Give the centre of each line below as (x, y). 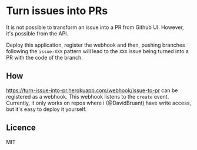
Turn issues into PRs (57, 11)
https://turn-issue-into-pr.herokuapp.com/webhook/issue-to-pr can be (92, 90)
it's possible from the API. (37, 33)
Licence (21, 128)
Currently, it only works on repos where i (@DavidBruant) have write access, (99, 103)
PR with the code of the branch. (45, 57)
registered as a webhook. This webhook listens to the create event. (88, 96)
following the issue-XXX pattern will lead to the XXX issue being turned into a (98, 51)
